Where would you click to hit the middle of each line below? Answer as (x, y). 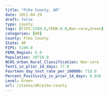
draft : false (19, 19)
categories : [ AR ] (24, 34)
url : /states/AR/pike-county (36, 85)
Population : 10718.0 (27, 57)
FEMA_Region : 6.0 (24, 52)
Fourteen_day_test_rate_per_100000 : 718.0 (51, 72)
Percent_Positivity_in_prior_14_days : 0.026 (53, 76)
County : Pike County (27, 39)
